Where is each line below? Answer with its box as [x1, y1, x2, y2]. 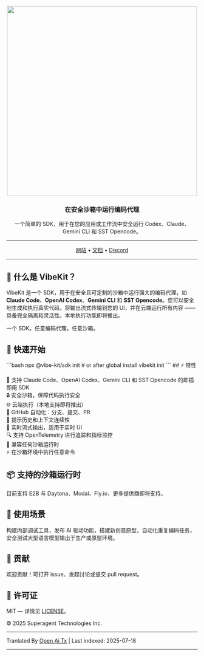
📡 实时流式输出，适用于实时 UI [6, 423, 83, 431]
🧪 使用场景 [6, 509, 46, 519]
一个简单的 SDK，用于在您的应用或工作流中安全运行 [14, 220, 144, 228]
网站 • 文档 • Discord [75, 247, 129, 254]
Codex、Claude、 [144, 220, 190, 228]
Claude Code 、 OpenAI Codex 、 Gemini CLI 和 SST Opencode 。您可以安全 [6, 296, 194, 304]
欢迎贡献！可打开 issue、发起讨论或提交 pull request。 [6, 571, 143, 578]
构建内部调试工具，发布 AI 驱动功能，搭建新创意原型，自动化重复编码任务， [6, 526, 195, 534]
